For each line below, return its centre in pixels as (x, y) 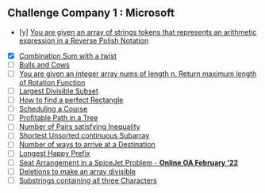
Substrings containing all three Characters (88, 180)
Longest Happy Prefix (54, 153)
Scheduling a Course (53, 109)
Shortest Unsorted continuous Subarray (84, 136)
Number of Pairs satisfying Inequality (79, 127)
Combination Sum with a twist (67, 55)
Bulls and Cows (44, 64)
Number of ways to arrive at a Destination (87, 145)
